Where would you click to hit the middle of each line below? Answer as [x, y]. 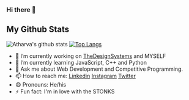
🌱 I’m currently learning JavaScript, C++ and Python [81, 62]
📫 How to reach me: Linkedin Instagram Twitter [75, 76]
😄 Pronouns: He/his [40, 84]
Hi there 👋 [21, 10]
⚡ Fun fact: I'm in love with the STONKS [65, 91]
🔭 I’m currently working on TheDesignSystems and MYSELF [91, 56]
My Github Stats [38, 30]
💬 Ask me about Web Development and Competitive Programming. [99, 69]
